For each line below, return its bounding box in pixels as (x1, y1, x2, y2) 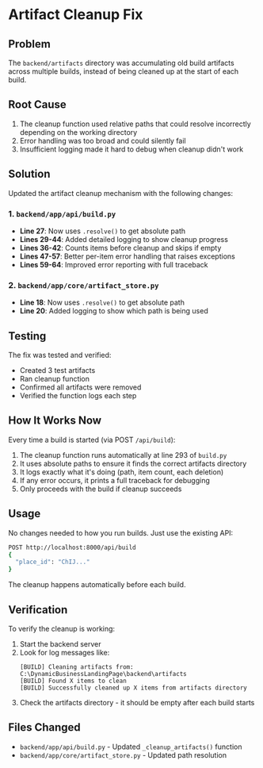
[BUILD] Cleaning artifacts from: (19, 662, 134, 671)
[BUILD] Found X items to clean (19, 677, 127, 685)
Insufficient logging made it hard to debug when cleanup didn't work (19, 144, 244, 154)
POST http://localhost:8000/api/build (8, 543, 136, 551)
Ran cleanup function (19, 374, 90, 384)
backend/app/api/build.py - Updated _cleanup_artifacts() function (19, 742, 242, 751)
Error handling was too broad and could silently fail (19, 136, 186, 145)
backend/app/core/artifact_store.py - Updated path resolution (19, 750, 227, 759)
